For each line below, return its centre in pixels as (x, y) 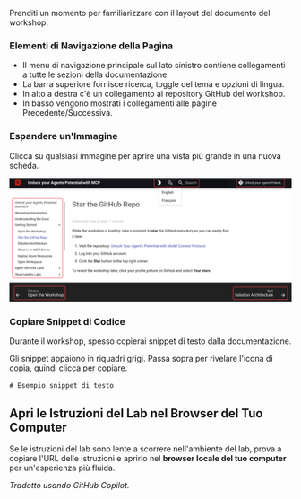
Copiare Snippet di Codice (67, 322)
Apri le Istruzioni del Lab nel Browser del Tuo (136, 413)
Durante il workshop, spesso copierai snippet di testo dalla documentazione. (150, 341)
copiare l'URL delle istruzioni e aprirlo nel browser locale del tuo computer (148, 459)
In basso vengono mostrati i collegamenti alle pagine (120, 103)
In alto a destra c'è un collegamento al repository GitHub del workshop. (154, 94)
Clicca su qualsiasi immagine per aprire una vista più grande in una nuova (146, 155)
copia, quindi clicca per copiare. (69, 368)
